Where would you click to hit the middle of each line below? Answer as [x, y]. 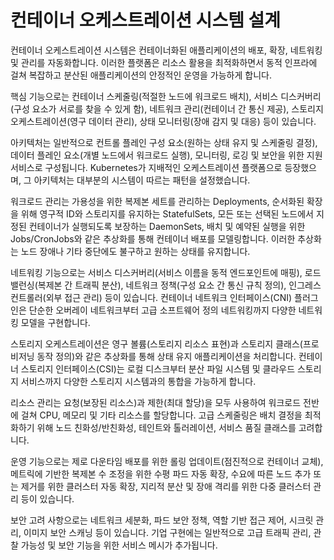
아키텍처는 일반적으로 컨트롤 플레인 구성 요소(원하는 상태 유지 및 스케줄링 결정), [164, 142]
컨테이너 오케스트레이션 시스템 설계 [146, 20]
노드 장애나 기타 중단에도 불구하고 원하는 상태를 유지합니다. [135, 251]
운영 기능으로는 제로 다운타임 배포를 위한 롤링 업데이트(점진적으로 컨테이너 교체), [167, 461]
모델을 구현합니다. [55, 322]
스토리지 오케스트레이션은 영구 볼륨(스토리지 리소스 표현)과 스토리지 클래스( [156, 343]
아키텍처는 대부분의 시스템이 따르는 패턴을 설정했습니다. [142, 180]
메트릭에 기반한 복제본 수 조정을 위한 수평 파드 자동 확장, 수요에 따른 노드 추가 [161, 473]
